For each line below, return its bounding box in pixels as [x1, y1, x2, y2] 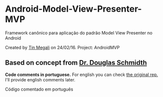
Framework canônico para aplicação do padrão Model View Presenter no [5, 30, 153, 36]
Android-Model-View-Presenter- [5, 3, 142, 15]
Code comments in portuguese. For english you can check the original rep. [5, 72, 158, 78]
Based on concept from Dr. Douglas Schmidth [5, 58, 147, 67]
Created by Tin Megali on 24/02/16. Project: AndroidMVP [5, 44, 120, 50]
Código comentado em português [5, 86, 73, 92]
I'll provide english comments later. [5, 77, 76, 82]
